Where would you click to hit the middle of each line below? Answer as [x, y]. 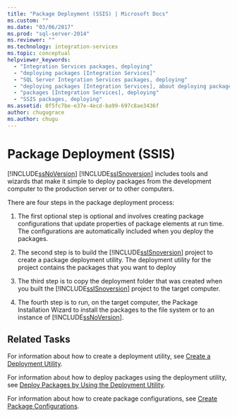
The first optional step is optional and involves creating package [111, 216]
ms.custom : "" [28, 20]
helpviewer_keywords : [39, 60]
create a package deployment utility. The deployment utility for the [114, 259]
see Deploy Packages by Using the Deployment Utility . [86, 385]
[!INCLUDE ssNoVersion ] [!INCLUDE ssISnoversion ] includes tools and [108, 173]
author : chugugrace [36, 112]
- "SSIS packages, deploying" [58, 100]
